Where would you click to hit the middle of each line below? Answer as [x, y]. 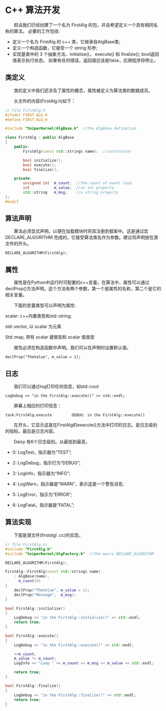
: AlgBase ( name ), [32, 576]
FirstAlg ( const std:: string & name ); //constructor [78, 151]
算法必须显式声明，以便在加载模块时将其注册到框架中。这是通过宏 [81, 231]
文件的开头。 [18, 243]
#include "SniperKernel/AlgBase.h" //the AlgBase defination [71, 129]
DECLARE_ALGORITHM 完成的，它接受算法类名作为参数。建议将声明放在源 [82, 237]
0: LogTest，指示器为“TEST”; [42, 452]
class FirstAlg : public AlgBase [40, 138]
